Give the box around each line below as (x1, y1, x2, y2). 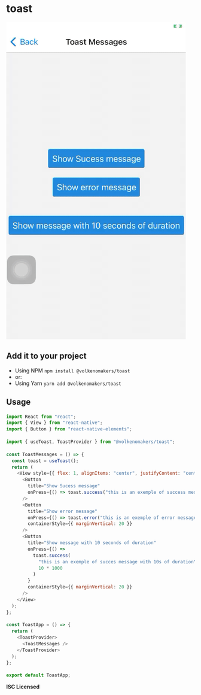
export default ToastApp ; (6, 672, 71, 678)
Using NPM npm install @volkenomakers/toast (14, 367, 130, 374)
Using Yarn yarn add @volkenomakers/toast (14, 380, 121, 387)
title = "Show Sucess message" (28, 483, 100, 489)
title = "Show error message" (28, 508, 98, 514)
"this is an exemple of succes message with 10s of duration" (38, 559, 197, 565)
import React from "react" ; (6, 414, 77, 420)
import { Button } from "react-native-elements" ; (6, 426, 133, 432)
